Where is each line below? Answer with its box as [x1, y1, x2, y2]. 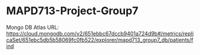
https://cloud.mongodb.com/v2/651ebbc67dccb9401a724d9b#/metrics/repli [6, 30, 194, 37]
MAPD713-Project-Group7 [6, 4, 139, 18]
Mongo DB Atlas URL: [6, 24, 60, 31]
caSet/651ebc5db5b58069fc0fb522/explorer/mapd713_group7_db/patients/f [6, 36, 193, 43]
